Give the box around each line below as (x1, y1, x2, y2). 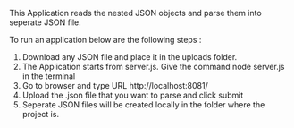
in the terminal (21, 71, 76, 81)
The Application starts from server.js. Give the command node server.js (21, 62, 285, 72)
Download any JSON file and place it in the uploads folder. (21, 52, 238, 62)
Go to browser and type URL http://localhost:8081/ (21, 81, 208, 90)
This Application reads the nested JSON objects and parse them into (9, 8, 262, 18)
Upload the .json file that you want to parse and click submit (21, 90, 244, 100)
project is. (21, 109, 60, 119)
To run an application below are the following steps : (9, 35, 202, 45)
